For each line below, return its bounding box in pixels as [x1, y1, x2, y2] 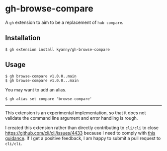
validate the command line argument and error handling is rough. [5, 115, 138, 121]
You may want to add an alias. [5, 86, 67, 92]
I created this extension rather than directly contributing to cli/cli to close [5, 125, 159, 131]
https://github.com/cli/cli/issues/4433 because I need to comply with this [5, 130, 156, 136]
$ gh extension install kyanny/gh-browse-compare [5, 47, 110, 52]
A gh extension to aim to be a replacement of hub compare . [5, 19, 124, 25]
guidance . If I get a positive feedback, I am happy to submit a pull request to [5, 135, 161, 141]
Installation [5, 34, 41, 42]
